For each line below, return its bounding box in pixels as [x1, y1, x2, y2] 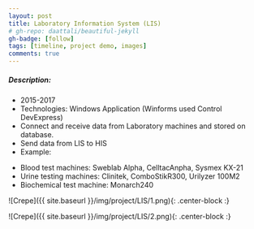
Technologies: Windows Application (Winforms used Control [19, 103, 222, 114]
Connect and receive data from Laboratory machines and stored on [19, 121, 246, 131]
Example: [19, 147, 52, 157]
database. [19, 129, 54, 139]
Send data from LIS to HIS [19, 138, 107, 148]
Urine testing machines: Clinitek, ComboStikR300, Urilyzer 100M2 [19, 171, 241, 181]
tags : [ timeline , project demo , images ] [8, 42, 148, 50]
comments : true [8, 50, 60, 58]
